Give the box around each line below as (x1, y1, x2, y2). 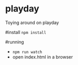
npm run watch (12, 49, 42, 54)
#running (5, 38, 24, 45)
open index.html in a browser (12, 53, 73, 60)
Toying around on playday (5, 19, 59, 25)
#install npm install (5, 29, 46, 35)
